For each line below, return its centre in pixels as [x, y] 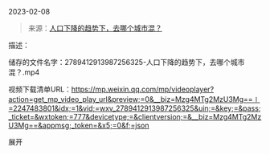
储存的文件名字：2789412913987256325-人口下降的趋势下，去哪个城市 [127, 62]
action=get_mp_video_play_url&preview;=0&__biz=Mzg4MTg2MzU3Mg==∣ [134, 99]
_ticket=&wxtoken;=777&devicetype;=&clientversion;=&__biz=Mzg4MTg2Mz [135, 117]
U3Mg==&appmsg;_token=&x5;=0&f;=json [79, 125]
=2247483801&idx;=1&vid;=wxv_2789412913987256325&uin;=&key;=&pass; [135, 108]
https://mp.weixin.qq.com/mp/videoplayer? [143, 89]
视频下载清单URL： [40, 89]
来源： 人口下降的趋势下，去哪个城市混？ [95, 28]
